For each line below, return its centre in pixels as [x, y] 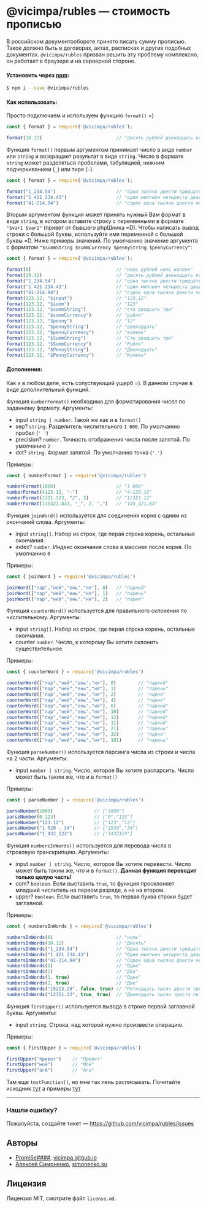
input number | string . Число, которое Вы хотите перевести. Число [103, 864]
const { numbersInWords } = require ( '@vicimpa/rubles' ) [79, 926]
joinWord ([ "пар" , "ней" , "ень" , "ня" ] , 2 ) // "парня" [75, 599]
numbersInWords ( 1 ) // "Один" [74, 966]
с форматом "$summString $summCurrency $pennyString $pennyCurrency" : [99, 247]
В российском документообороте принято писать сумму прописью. [96, 41]
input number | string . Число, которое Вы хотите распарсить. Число [105, 770]
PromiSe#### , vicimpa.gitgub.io [56, 1158]
